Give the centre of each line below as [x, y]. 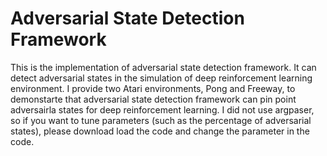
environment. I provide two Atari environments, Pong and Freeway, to [153, 88]
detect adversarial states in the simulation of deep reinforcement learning [161, 78]
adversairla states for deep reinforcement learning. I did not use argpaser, [162, 109]
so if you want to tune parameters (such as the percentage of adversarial [161, 120]
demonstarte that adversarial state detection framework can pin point [153, 99]
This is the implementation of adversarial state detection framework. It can [163, 67]
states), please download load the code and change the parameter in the [160, 131]
